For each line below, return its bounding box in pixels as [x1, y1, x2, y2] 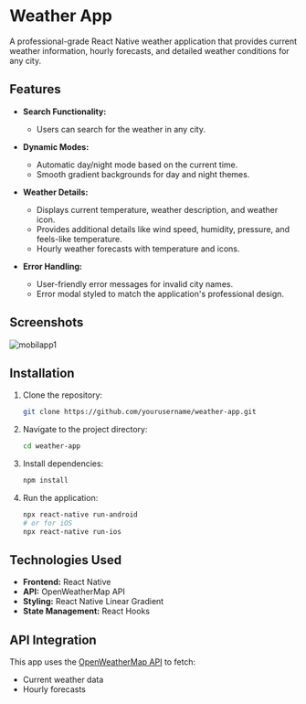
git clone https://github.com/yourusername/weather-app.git [22, 408, 257, 417]
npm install [22, 476, 69, 485]
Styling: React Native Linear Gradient [22, 596, 164, 607]
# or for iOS [22, 518, 73, 528]
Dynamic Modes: [22, 141, 90, 152]
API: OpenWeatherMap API [22, 586, 126, 597]
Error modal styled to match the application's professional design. [36, 288, 285, 299]
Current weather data [22, 674, 104, 686]
